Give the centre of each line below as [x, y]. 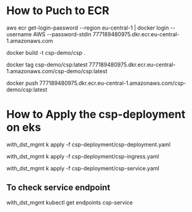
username [19, 34]
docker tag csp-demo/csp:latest [47, 65]
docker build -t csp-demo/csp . [46, 52]
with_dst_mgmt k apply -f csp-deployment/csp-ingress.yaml [83, 156]
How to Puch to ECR [58, 11]
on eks [24, 128]
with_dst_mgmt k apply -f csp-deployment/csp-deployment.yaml [88, 144]
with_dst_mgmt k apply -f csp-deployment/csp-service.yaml [83, 168]
